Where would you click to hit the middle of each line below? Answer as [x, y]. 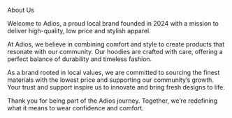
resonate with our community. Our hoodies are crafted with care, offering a [115, 52]
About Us [21, 10]
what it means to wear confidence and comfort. [76, 108]
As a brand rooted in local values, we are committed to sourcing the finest [114, 73]
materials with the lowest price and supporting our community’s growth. [111, 80]
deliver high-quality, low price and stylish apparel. [79, 31]
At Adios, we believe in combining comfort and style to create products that [116, 44]
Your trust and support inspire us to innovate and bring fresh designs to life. [116, 87]
